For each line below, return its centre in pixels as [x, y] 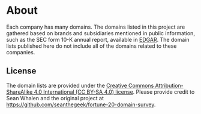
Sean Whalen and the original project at [55, 98]
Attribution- [169, 85]
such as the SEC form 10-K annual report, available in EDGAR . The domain [98, 39]
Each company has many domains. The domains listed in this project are [96, 27]
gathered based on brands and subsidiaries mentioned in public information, [100, 33]
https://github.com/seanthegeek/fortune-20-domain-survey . [81, 104]
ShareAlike [19, 92]
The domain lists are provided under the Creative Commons [80, 85]
